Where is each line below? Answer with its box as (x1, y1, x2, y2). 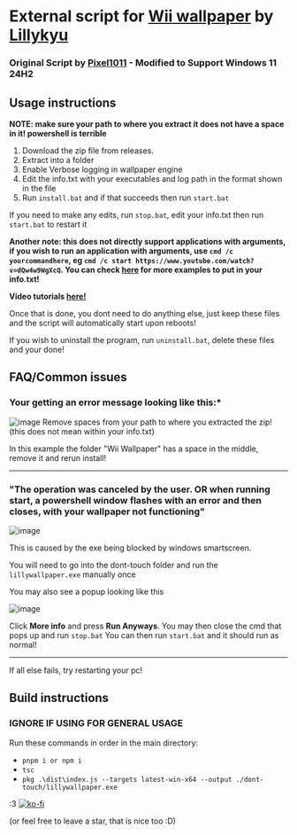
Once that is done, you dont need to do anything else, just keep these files (9, 308, 280, 318)
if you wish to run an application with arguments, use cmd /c (9, 246, 234, 256)
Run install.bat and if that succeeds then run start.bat (21, 192, 230, 203)
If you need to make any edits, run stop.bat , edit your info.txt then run (9, 209, 264, 220)
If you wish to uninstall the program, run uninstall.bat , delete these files (9, 334, 275, 345)
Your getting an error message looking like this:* (9, 396, 222, 409)
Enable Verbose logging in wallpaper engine (21, 164, 183, 175)
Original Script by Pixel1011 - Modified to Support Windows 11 (9, 57, 277, 69)
